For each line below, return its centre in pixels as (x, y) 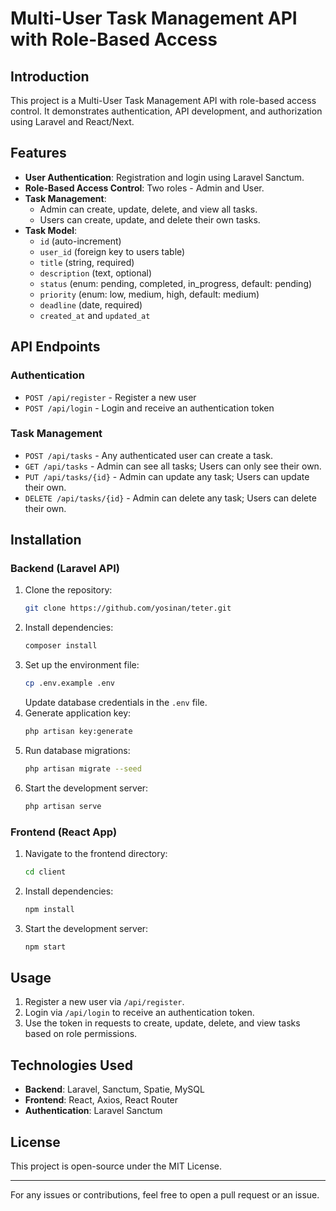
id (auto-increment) (80, 241)
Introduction (50, 76)
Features (38, 153)
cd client (45, 872)
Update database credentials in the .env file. (116, 703)
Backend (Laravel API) (65, 569)
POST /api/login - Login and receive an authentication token (149, 408)
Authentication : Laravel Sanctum (93, 1111)
